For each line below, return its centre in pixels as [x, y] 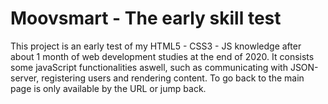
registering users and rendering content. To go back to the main [173, 78]
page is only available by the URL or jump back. [108, 88]
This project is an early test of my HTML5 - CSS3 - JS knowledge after [156, 46]
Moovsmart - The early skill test [146, 18]
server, [25, 78]
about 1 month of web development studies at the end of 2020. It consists [162, 56]
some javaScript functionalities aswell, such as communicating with [149, 67]
